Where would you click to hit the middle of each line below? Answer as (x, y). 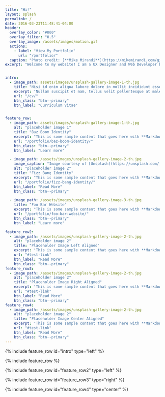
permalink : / (18, 19)
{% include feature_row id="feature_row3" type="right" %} (65, 380)
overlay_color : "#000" (33, 32)
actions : (18, 46)
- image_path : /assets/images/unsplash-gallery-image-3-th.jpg (75, 200)
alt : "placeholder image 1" (42, 128)
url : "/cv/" (26, 96)
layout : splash (21, 14)
